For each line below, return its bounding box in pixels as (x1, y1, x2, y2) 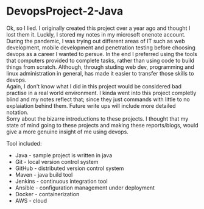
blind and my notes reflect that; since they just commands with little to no (6, 96, 190, 103)
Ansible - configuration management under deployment (15, 184, 155, 191)
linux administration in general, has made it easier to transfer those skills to (6, 69, 194, 77)
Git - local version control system (15, 158, 99, 165)
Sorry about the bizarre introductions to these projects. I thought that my (6, 115, 189, 122)
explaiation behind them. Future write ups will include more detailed (6, 102, 176, 109)
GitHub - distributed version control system (15, 165, 124, 172)
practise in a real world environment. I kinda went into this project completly (6, 89, 197, 96)
